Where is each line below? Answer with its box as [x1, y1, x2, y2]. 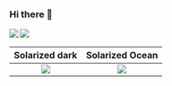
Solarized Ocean [86, 49, 159, 62]
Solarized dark [13, 49, 78, 62]
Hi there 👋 [9, 8, 54, 21]
